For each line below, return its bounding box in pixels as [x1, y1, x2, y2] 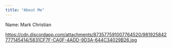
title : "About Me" [5, 7, 45, 13]
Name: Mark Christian [5, 21, 52, 28]
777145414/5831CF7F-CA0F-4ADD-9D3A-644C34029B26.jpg [5, 37, 137, 43]
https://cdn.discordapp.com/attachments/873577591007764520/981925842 [5, 31, 167, 37]
